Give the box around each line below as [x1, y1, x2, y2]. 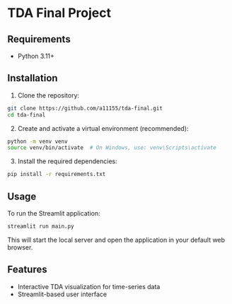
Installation [7, 72, 58, 84]
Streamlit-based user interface [17, 290, 108, 298]
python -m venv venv [7, 138, 69, 145]
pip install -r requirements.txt [7, 171, 106, 178]
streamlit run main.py [7, 223, 74, 230]
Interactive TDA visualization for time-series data [17, 282, 161, 291]
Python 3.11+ [17, 52, 55, 60]
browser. [7, 242, 33, 252]
